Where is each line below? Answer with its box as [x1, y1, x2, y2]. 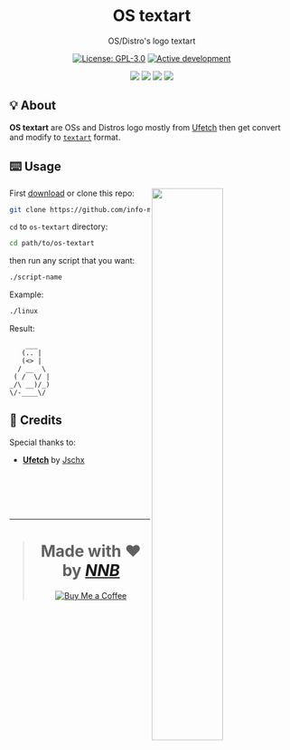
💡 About [9, 98, 57, 113]
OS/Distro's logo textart [108, 35, 196, 46]
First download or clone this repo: [9, 187, 136, 198]
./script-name [9, 273, 63, 282]
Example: [9, 289, 44, 300]
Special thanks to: [9, 437, 77, 447]
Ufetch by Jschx [22, 454, 85, 465]
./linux [9, 307, 39, 316]
